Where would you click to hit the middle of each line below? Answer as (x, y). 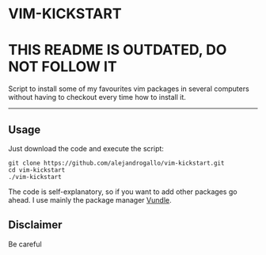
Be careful (25, 244)
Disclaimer (35, 225)
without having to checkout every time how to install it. (97, 97)
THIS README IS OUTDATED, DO (118, 50)
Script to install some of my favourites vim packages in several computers (129, 89)
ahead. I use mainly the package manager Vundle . (90, 200)
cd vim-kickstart (37, 170)
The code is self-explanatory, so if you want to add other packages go (123, 192)
